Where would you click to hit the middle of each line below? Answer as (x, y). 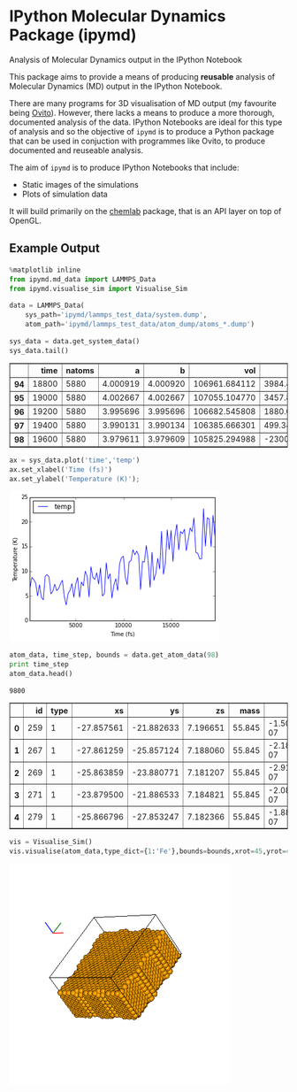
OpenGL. (26, 220)
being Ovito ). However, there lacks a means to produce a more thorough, (142, 112)
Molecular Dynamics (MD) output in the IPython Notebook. (116, 86)
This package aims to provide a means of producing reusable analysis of (142, 76)
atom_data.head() (41, 674)
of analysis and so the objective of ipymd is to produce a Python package (142, 131)
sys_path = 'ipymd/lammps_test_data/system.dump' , (116, 315)
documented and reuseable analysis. (76, 150)
